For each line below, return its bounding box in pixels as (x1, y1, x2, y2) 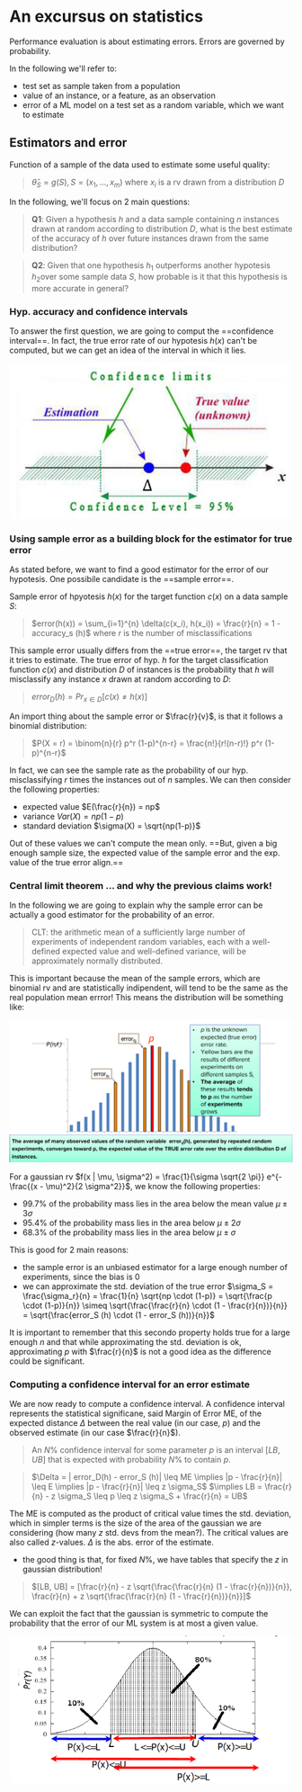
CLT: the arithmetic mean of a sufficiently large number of (31, 927, 245, 937)
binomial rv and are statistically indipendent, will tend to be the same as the (9, 982, 289, 993)
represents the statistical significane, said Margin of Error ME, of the (9, 1408, 262, 1419)
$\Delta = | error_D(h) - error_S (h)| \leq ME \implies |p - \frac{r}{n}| (31, 1472, 283, 1483)
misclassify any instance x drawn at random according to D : (9, 674, 232, 685)
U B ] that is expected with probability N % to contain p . (31, 1455, 231, 1465)
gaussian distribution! (22, 1564, 103, 1575)
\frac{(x (9, 1180, 39, 1191)
